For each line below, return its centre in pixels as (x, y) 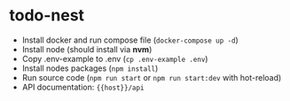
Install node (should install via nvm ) (87, 49)
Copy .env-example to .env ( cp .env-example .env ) (115, 58)
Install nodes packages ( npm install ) (90, 68)
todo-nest (47, 16)
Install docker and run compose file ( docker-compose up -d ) (130, 40)
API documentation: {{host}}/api (83, 87)
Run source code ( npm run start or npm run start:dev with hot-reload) (152, 77)
